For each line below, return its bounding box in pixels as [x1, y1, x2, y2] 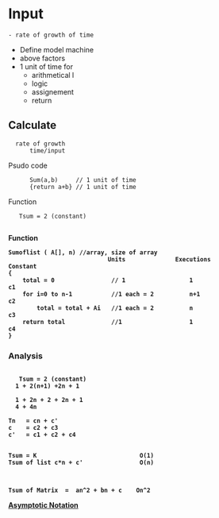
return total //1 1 [22, 318, 194, 326]
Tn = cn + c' [8, 417, 59, 425]
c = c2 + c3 [8, 424, 59, 432]
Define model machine [19, 44, 94, 54]
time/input [29, 146, 66, 155]
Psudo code [8, 160, 48, 170]
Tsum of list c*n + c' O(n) [8, 458, 155, 467]
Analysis [8, 350, 44, 361]
